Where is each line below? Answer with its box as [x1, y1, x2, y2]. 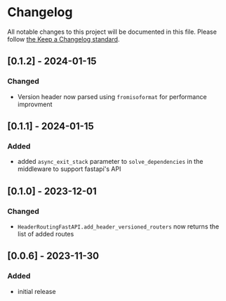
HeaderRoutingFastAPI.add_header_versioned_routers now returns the [17, 222, 220, 231]
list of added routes [17, 230, 74, 238]
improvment [17, 100, 53, 108]
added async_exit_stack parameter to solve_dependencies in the [17, 158, 204, 166]
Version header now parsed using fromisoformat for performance [17, 92, 207, 101]
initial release [17, 287, 56, 295]
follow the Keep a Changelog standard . [7, 34, 120, 43]
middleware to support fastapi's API [17, 165, 121, 173]
